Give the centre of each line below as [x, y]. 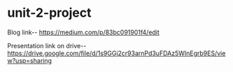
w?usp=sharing [30, 60]
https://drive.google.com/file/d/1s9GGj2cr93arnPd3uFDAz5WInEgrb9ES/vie [116, 53]
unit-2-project [50, 13]
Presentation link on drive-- [47, 45]
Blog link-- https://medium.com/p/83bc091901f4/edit [83, 32]
